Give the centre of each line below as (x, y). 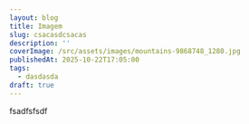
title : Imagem (36, 26)
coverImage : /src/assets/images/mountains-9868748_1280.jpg (125, 52)
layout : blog (34, 18)
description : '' (40, 43)
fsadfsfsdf (29, 110)
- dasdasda (38, 77)
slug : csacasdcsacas (48, 34)
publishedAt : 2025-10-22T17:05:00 (75, 60)
